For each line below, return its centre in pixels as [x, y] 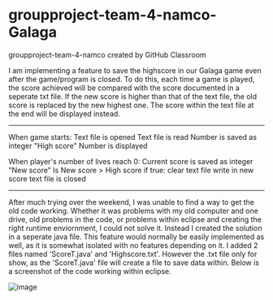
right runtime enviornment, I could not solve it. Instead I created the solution [135, 228]
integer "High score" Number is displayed [78, 146]
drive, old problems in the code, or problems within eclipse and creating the [135, 219]
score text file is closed [48, 178]
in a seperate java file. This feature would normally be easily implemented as [136, 237]
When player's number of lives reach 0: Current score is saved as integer [131, 161]
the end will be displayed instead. [64, 113]
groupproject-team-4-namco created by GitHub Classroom [108, 54]
